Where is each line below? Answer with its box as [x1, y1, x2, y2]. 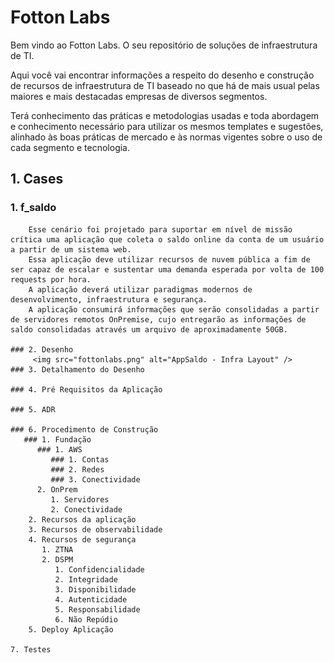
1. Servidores [50, 494, 110, 505]
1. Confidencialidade [54, 564, 145, 575]
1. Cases [10, 171, 64, 188]
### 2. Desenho [10, 344, 74, 355]
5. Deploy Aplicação [28, 624, 114, 635]
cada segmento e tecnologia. [10, 141, 131, 153]
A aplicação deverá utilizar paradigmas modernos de [28, 284, 253, 295]
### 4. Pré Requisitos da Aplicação [10, 384, 163, 395]
